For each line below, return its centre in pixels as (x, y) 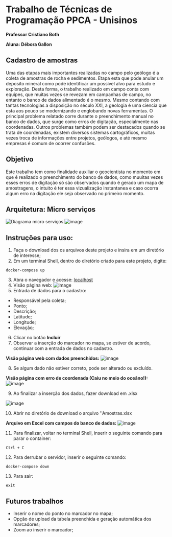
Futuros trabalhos (35, 501)
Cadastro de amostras (42, 61)
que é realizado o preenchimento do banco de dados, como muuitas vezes (84, 177)
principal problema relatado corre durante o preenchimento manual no (80, 116)
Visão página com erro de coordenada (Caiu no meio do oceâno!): (77, 378)
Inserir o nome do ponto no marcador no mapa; (63, 513)
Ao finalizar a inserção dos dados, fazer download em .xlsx (75, 393)
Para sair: (23, 476)
